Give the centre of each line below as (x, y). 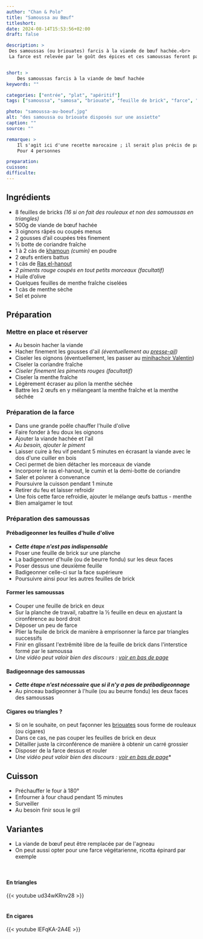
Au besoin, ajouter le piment (50, 445)
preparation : (23, 162)
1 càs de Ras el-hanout (43, 264)
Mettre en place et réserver (47, 332)
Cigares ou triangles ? (34, 711)
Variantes (25, 829)
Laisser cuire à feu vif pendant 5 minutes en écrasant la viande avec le (103, 451)
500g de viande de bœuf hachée (56, 225)
